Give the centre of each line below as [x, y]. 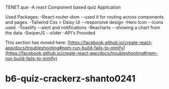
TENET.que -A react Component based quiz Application [63, 7]
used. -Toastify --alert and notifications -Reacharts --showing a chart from [83, 27]
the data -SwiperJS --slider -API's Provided [50, 33]
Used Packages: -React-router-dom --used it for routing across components [84, 17]
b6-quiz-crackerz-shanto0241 [70, 79]
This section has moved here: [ [37, 42]
